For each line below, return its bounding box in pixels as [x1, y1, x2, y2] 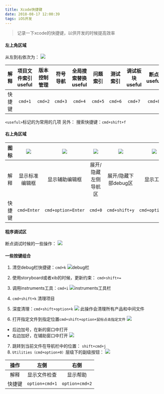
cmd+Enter [17, 207, 40, 213]
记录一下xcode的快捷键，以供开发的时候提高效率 [17, 30, 116, 36]
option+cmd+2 [61, 381, 92, 387]
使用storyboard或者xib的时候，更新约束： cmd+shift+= [12, 275, 122, 281]
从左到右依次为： [5, 54, 40, 60]
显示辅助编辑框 [47, 176, 82, 183]
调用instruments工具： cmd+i [12, 285, 69, 291]
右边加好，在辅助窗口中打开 [12, 333, 68, 339]
